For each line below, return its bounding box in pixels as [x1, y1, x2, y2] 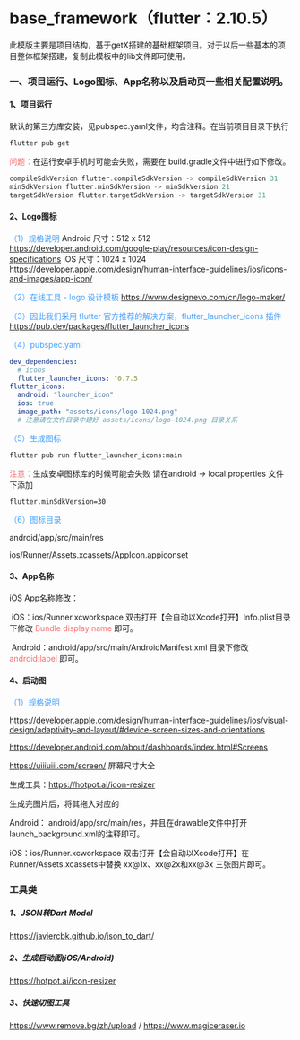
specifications [9, 253, 62, 264]
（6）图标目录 [9, 514, 62, 524]
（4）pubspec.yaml [9, 339, 82, 350]
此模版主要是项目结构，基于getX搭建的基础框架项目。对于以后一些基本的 [9, 39, 278, 50]
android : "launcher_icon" [17, 391, 115, 400]
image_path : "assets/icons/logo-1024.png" [17, 407, 178, 417]
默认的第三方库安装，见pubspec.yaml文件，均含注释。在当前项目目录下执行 [9, 121, 289, 132]
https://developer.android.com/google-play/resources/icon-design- [9, 243, 259, 254]
